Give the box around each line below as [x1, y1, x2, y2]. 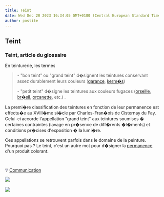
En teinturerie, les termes [5, 63, 56, 68]
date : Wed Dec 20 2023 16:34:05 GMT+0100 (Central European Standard [5, 13, 150, 18]
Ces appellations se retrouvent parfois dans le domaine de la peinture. [5, 137, 146, 143]
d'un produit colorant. [5, 148, 49, 154]
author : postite [5, 18, 38, 23]
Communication [9, 167, 41, 173]
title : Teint [5, 8, 32, 13]
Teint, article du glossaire [5, 51, 67, 58]
